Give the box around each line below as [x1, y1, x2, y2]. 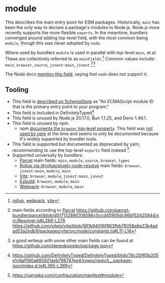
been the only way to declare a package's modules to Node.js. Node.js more [5, 24, 160, 30]
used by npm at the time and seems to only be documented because [19, 131, 159, 137]
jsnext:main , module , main [19, 168, 71, 174]
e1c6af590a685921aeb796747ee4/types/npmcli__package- [12, 257, 133, 263]
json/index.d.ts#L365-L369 [12, 263, 68, 269]
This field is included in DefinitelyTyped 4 [12, 109, 95, 115]
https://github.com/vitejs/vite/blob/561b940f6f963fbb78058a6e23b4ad [12, 223, 158, 229]
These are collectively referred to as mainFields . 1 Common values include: [5, 55, 156, 61]
